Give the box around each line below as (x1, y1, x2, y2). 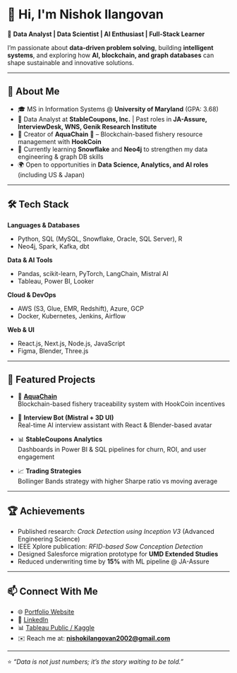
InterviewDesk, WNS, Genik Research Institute (17, 122, 157, 131)
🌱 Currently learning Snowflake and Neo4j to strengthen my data (17, 145, 208, 153)
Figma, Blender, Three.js (17, 346, 89, 355)
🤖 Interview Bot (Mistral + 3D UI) (17, 413, 114, 422)
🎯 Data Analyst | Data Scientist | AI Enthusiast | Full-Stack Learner (7, 30, 205, 38)
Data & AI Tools (7, 256, 53, 264)
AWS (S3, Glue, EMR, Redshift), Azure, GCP (17, 304, 145, 313)
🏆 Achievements (7, 505, 85, 517)
